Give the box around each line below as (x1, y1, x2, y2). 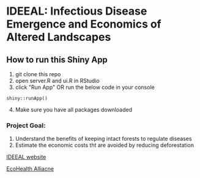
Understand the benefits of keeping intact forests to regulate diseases (15, 135, 192, 143)
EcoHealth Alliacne (6, 165, 54, 173)
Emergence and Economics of (6, 17, 162, 31)
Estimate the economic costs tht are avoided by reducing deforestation (15, 141, 194, 149)
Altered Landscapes (6, 30, 111, 44)
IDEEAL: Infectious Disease (6, 4, 147, 18)
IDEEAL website (6, 154, 46, 161)
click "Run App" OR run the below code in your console (15, 84, 155, 91)
